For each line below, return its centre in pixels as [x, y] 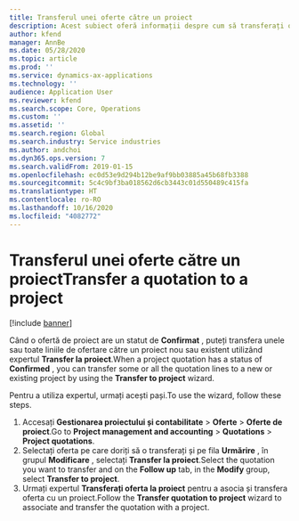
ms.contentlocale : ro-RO [55, 200]
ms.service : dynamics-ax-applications [81, 76]
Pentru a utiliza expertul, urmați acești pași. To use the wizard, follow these [145, 395]
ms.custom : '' [36, 117]
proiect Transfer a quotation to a [129, 279]
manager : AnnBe [37, 42]
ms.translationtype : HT [53, 191]
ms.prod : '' [31, 68]
